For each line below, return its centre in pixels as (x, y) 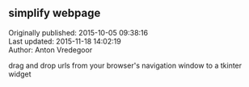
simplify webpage (55, 13)
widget (20, 74)
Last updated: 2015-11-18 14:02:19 (65, 41)
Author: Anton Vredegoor (51, 50)
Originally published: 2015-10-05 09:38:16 (78, 32)
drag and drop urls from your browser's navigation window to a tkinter (125, 65)
